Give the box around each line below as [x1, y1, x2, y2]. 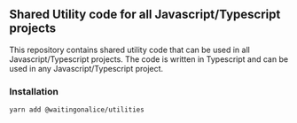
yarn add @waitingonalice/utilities [9, 105, 145, 114]
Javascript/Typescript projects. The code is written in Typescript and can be [9, 53, 289, 65]
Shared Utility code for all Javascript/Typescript [9, 7, 281, 22]
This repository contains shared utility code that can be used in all [9, 44, 250, 55]
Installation [9, 85, 59, 97]
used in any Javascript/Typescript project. [9, 63, 164, 73]
